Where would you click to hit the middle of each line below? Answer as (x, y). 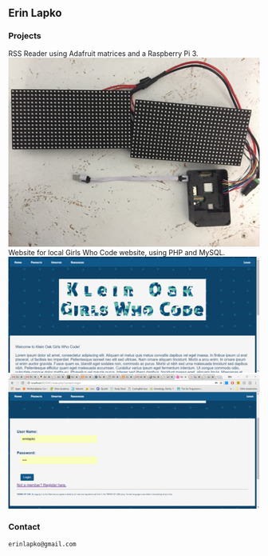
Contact (24, 526)
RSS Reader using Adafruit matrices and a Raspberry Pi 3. (103, 53)
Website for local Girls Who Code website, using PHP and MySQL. (117, 252)
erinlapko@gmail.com (43, 544)
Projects (25, 36)
